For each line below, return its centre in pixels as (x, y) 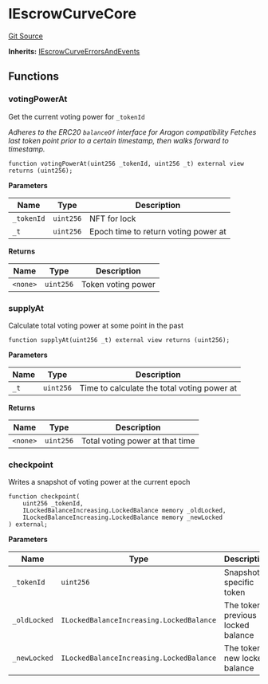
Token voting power (118, 284)
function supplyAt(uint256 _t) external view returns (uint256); (119, 340)
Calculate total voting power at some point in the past (96, 325)
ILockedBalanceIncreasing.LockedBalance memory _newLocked (123, 518)
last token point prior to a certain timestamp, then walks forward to (118, 140)
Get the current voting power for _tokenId (77, 116)
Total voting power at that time (138, 441)
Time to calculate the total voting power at (158, 387)
